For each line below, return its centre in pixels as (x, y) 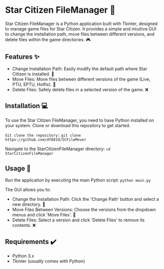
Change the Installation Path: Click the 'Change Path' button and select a (85, 199)
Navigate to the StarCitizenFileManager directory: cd (58, 149)
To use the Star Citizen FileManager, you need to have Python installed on (80, 120)
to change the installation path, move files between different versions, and (80, 34)
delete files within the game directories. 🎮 (48, 39)
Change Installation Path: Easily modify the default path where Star (80, 69)
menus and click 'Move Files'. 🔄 (44, 215)
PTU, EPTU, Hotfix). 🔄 (34, 84)
